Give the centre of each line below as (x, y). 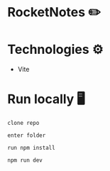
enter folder (27, 136)
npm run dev (25, 160)
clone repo (23, 123)
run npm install (31, 148)
